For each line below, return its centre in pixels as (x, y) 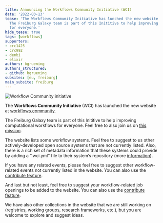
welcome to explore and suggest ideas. (45, 215)
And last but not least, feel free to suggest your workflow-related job (74, 185)
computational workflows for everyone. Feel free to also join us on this (76, 125)
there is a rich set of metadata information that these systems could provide (81, 150)
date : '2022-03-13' (25, 14)
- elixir (14, 60)
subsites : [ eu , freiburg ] (31, 78)
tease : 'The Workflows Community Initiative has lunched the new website (82, 19)
